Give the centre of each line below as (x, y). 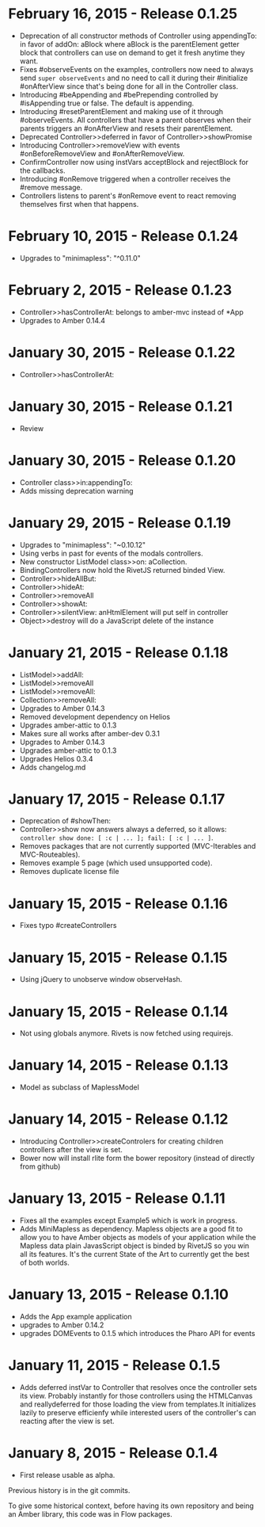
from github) (40, 1166)
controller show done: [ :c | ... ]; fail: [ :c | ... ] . (116, 838)
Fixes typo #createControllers (68, 926)
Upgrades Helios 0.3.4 (56, 758)
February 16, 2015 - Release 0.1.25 (123, 14)
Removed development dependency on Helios (95, 716)
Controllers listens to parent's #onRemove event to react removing (128, 196)
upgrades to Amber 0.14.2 (62, 1325)
